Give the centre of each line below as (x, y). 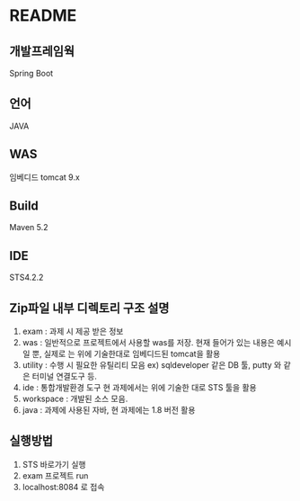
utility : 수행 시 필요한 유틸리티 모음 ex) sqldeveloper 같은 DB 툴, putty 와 (152, 365)
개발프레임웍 (42, 51)
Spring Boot (31, 73)
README (43, 16)
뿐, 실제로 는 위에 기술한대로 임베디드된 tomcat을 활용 (126, 354)
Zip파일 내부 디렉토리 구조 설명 (89, 308)
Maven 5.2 (29, 228)
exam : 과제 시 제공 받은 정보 (73, 331)
